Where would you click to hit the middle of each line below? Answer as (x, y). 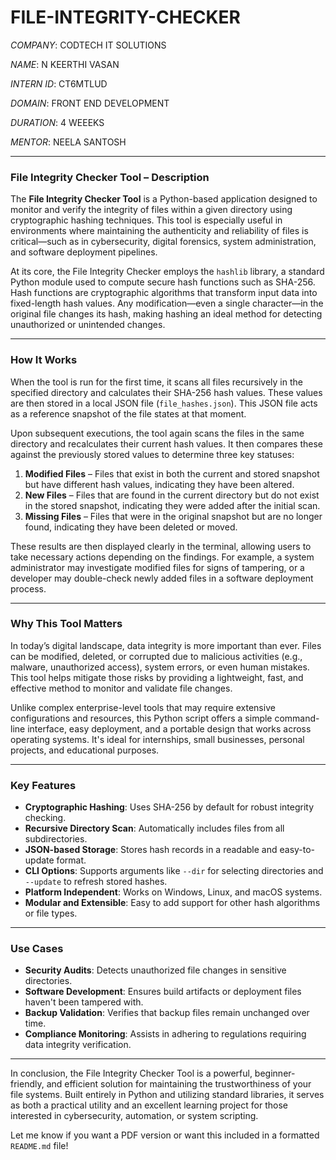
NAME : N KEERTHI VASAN (65, 64)
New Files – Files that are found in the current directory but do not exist (172, 495)
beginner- (275, 1073)
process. (28, 588)
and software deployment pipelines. (84, 252)
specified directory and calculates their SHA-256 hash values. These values (166, 392)
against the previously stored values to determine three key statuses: (152, 454)
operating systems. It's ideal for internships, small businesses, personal (157, 739)
